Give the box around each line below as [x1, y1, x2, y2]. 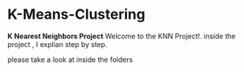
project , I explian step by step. [7, 39, 107, 49]
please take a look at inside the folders [7, 55, 133, 64]
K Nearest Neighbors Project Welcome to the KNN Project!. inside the [7, 31, 236, 41]
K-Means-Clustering [7, 5, 145, 23]
